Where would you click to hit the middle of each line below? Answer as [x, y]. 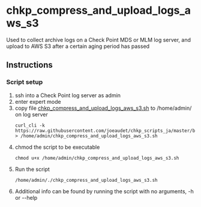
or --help [26, 197]
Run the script [32, 169]
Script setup [25, 82]
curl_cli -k [30, 125]
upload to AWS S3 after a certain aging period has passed [78, 46]
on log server [31, 114]
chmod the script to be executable [57, 147]
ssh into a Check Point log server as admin [68, 95]
